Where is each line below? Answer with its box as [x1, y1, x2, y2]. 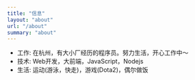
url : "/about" [7, 23, 48, 29]
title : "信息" [7, 10, 46, 17]
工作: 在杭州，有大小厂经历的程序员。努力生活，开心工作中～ [16, 49, 189, 57]
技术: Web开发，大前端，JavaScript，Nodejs [16, 57, 144, 66]
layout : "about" [7, 16, 53, 23]
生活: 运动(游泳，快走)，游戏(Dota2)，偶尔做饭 [16, 66, 148, 74]
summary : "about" [7, 29, 57, 36]
